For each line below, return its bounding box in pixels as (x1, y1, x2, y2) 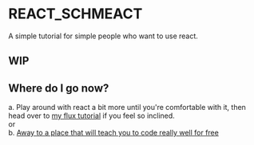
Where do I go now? (8, 81, 109, 95)
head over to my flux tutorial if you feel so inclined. (8, 111, 176, 120)
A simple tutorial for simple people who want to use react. (8, 31, 198, 41)
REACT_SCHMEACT (8, 5, 143, 23)
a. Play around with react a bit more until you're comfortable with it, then (8, 103, 246, 112)
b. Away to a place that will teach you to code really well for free (8, 128, 220, 138)
